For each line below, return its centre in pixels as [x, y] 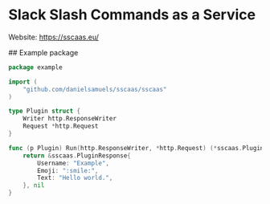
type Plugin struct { [45, 111]
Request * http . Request [61, 126]
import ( [23, 82]
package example [35, 67]
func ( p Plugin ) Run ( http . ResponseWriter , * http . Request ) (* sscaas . [125, 148]
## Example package [43, 52]
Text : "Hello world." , [75, 178]
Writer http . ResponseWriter [70, 119]
